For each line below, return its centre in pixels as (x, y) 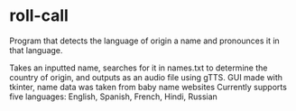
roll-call (39, 16)
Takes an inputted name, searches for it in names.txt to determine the (139, 68)
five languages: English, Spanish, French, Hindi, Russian (114, 97)
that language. (36, 50)
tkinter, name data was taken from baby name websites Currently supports (148, 87)
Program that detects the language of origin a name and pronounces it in (144, 41)
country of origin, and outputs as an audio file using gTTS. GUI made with (146, 77)
